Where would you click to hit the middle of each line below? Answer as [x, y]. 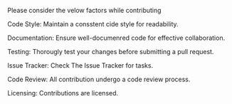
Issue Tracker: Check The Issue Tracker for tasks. [80, 66]
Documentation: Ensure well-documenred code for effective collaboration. [116, 38]
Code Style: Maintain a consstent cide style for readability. [93, 24]
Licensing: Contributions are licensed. [63, 93]
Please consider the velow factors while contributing [84, 10]
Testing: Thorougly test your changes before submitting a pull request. [111, 52]
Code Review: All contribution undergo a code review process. [99, 79]
